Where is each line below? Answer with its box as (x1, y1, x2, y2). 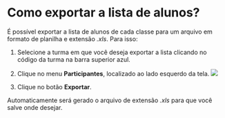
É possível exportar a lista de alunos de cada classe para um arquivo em (7, 27, 213, 36)
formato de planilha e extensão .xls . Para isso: (7, 34, 138, 43)
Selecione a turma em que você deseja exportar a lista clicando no (17, 48, 207, 56)
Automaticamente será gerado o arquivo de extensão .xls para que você (7, 96, 213, 104)
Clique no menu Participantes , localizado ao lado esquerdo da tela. (17, 69, 210, 78)
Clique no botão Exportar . (17, 82, 92, 91)
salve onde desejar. (7, 103, 63, 111)
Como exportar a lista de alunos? (7, 5, 200, 21)
